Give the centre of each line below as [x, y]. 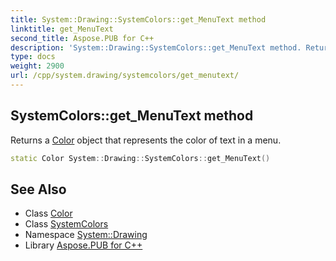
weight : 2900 [37, 66]
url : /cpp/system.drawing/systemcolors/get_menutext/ [125, 76]
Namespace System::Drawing [86, 235]
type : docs [33, 57]
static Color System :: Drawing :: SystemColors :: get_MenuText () [140, 158]
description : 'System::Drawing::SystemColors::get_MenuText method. [156, 47]
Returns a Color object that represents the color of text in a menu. [146, 140]
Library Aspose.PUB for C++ [83, 245]
